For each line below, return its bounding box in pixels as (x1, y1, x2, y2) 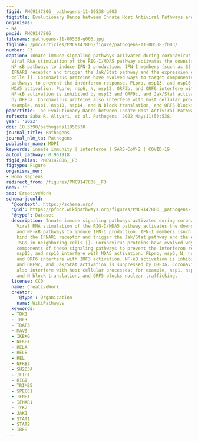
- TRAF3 (11, 322, 31, 328)
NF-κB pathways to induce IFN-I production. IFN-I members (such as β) (11, 63, 192, 70)
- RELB (11, 350, 28, 356)
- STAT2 (11, 421, 31, 427)
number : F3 (6, 47, 33, 53)
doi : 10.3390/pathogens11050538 (6, 124, 85, 130)
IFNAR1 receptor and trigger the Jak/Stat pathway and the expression (11, 69, 189, 75)
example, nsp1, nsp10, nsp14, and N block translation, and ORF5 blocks (11, 102, 194, 108)
